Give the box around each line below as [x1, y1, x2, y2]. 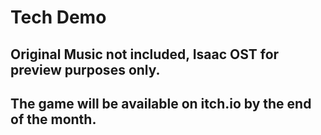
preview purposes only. [10, 61, 161, 78]
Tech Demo [10, 6, 107, 29]
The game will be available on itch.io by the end [10, 95, 312, 112]
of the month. [10, 111, 97, 128]
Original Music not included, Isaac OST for [10, 46, 280, 63]
